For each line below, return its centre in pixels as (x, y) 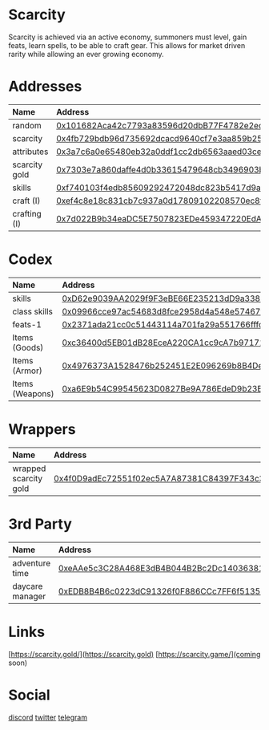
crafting (27, 213)
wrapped (29, 468)
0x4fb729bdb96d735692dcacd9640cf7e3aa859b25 (159, 138)
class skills (33, 311)
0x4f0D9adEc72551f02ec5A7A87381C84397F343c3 (159, 478)
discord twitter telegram (48, 717)
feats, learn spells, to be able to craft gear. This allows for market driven (127, 45)
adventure (32, 563)
